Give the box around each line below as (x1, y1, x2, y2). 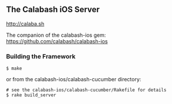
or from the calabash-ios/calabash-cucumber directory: (6, 76, 141, 83)
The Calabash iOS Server (6, 5, 100, 15)
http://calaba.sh (6, 20, 45, 27)
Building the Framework (6, 52, 76, 60)
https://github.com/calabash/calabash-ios (6, 37, 108, 44)
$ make (6, 65, 22, 72)
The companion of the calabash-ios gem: (6, 32, 106, 39)
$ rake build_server (6, 92, 57, 98)
